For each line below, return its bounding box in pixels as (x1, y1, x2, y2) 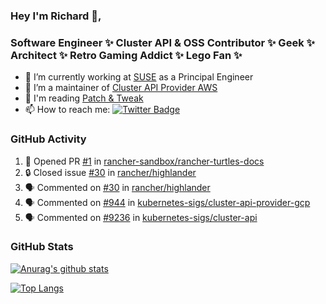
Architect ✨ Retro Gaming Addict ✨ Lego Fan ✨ (10, 48, 243, 62)
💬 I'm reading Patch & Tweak (24, 92, 144, 104)
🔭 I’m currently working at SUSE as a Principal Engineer (24, 71, 254, 83)
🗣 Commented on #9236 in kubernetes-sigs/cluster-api (24, 211, 258, 223)
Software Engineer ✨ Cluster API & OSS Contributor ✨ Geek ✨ (10, 35, 315, 49)
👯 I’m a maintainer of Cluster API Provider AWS (24, 82, 218, 94)
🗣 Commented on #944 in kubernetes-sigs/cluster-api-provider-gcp (24, 196, 311, 208)
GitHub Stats (10, 240, 74, 254)
